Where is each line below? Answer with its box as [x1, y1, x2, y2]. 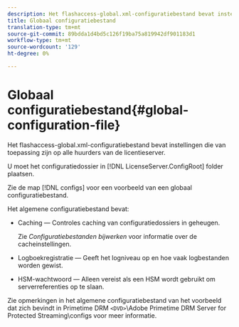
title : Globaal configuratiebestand [7, 17, 116, 24]
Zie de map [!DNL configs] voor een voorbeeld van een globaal [7, 183, 192, 192]
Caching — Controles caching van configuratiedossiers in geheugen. [17, 218, 221, 227]
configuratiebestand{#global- [7, 102, 189, 118]
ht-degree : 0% [7, 50, 50, 58]
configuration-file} [7, 117, 121, 134]
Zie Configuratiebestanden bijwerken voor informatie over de [17, 232, 198, 240]
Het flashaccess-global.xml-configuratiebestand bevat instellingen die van [7, 140, 226, 149]
